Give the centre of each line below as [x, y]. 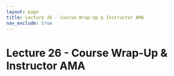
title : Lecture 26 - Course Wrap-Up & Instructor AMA [75, 17]
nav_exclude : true [29, 23]
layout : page [23, 12]
